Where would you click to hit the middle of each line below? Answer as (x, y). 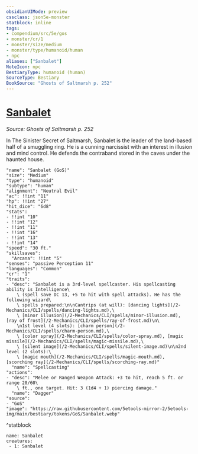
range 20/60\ (22, 383)
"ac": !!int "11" (27, 196)
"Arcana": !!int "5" (37, 258)
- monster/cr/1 (25, 39)
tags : (13, 28)
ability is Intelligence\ (38, 289)
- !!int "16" (22, 232)
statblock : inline (29, 23)
